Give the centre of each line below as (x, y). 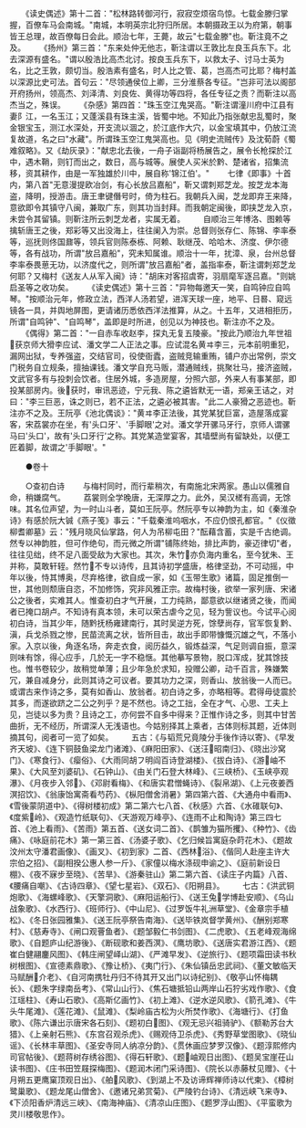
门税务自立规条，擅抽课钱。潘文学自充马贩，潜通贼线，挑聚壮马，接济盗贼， (153, 367)
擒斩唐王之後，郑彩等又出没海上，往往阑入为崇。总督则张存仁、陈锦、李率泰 (153, 230)
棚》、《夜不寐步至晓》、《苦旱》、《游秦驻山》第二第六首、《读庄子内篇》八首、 (151, 874)
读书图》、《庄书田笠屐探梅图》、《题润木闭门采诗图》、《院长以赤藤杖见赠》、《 (149, 1068)
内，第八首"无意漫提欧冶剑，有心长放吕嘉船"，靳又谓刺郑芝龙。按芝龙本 (145, 184)
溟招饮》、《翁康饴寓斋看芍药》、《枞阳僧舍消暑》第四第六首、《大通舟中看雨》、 (153, 794)
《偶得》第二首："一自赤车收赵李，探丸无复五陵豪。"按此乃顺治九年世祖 (159, 333)
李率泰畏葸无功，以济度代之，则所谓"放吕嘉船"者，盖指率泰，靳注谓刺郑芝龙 (153, 264)
